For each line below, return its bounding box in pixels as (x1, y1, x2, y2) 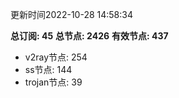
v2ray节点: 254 (24, 51, 88, 63)
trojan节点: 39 (24, 76, 83, 88)
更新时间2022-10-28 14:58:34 (10, 9, 133, 20)
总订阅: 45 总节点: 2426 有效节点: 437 (10, 30, 169, 42)
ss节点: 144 (24, 64, 73, 75)
